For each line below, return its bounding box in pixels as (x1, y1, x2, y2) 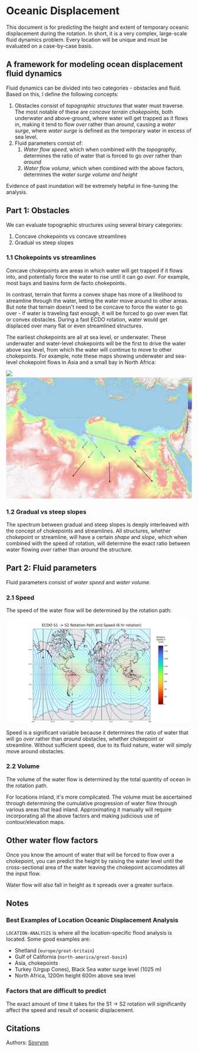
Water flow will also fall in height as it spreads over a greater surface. (6, 881, 174, 888)
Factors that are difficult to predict (6, 987, 107, 995)
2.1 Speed (6, 593, 35, 601)
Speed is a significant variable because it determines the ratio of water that (6, 729, 189, 736)
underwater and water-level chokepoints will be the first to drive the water (6, 340, 186, 347)
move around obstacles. (6, 747, 65, 755)
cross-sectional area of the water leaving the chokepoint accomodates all (6, 864, 185, 871)
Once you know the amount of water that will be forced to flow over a (6, 851, 175, 858)
